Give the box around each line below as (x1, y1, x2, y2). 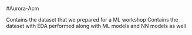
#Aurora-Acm (6, 5, 39, 12)
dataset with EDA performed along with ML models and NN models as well (6, 23, 186, 29)
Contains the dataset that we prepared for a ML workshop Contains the (6, 16, 178, 23)
